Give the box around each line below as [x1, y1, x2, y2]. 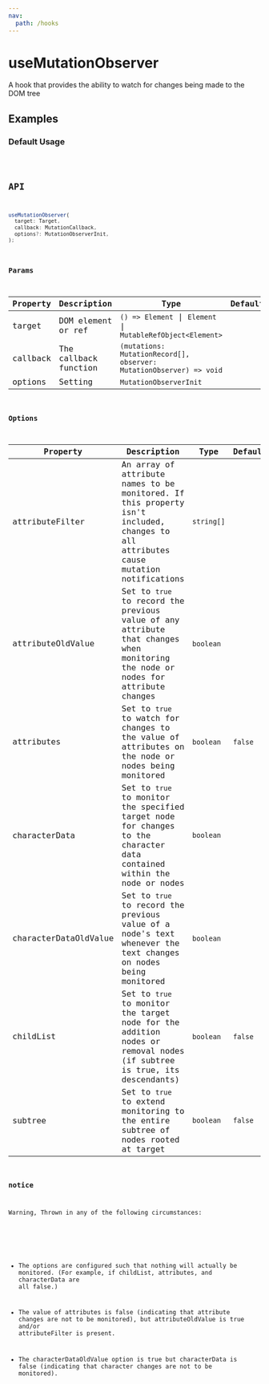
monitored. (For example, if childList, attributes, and [18, 1269, 212, 1277]
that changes [121, 633, 180, 644]
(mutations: [119, 342, 166, 351]
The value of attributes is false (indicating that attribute [18, 1309, 231, 1317]
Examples [8, 111, 58, 125]
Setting [58, 377, 94, 387]
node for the [121, 1017, 180, 1027]
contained [121, 859, 166, 869]
